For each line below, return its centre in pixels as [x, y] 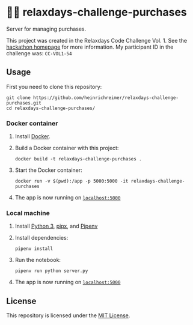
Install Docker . [32, 136]
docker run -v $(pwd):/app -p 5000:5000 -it [72, 181]
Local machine [28, 213]
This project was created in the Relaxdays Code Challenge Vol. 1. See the [97, 40]
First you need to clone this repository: [54, 87]
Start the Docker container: [48, 170]
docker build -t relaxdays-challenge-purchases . [78, 159]
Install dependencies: [41, 238]
